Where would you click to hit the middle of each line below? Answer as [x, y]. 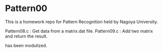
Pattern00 [26, 8]
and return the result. [26, 36]
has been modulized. [26, 45]
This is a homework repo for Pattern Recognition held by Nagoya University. [81, 22]
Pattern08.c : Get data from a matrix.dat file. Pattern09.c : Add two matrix [79, 31]
